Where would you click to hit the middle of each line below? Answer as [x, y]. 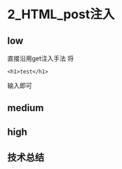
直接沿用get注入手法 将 [41, 58]
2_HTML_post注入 [61, 14]
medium [26, 108]
